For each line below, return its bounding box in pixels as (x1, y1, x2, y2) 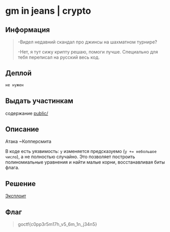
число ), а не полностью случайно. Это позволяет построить (5, 153, 135, 160)
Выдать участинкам (5, 97, 74, 106)
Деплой (5, 69, 32, 78)
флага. (5, 165, 19, 171)
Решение (5, 179, 36, 188)
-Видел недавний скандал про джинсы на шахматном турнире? (17, 39, 158, 45)
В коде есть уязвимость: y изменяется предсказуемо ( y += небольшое (5, 148, 157, 154)
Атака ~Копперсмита (5, 138, 52, 145)
